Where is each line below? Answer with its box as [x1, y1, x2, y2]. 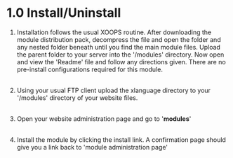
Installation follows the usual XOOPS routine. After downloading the [16, 28, 212, 36]
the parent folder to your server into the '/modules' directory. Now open [16, 50, 225, 59]
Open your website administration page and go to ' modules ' [16, 114, 192, 123]
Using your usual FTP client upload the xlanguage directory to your [16, 86, 211, 94]
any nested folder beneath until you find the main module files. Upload [16, 43, 220, 51]
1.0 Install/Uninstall [6, 5, 121, 21]
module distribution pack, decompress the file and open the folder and [16, 35, 222, 43]
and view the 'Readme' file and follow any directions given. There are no [16, 57, 226, 66]
